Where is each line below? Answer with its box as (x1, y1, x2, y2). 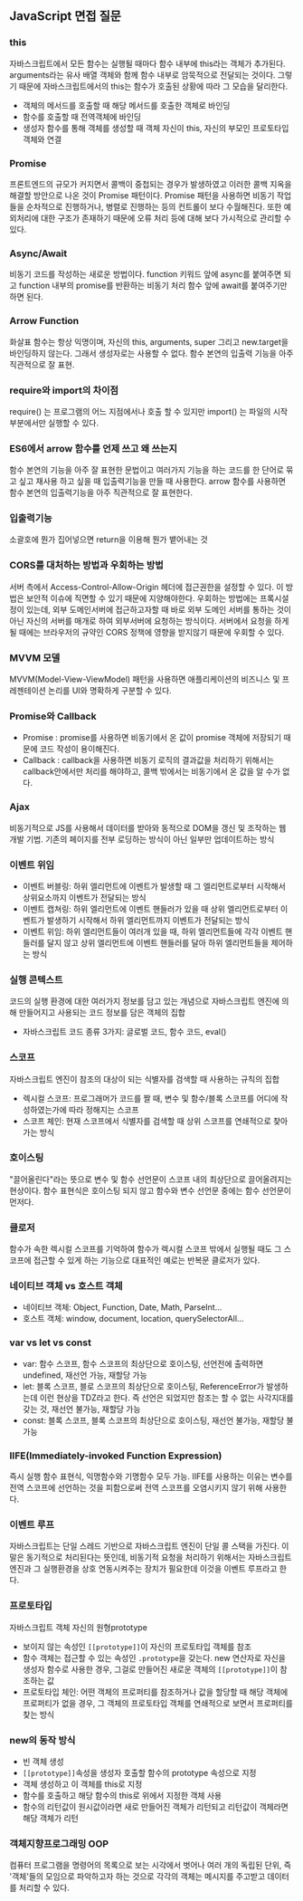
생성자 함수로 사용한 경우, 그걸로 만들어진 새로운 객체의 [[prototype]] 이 (22, 1664, 279, 1675)
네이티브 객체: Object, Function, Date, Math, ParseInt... (22, 1302, 223, 1313)
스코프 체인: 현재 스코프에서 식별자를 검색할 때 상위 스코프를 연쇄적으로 (22, 1115, 271, 1126)
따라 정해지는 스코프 (69, 1103, 139, 1115)
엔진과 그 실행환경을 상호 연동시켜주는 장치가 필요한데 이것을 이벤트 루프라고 (9, 1563, 278, 1574)
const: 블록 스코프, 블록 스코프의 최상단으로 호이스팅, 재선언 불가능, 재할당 (22, 1415, 285, 1426)
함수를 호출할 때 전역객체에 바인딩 (22, 111, 142, 122)
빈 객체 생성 (22, 1755, 65, 1767)
